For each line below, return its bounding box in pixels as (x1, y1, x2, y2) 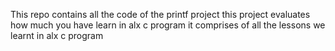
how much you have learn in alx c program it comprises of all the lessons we (10, 19, 326, 31)
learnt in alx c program (10, 30, 104, 41)
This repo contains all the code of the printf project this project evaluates (10, 9, 311, 20)
